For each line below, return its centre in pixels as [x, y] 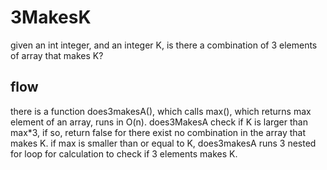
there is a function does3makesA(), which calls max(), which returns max [161, 111]
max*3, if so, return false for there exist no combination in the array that [158, 132]
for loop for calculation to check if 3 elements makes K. [124, 153]
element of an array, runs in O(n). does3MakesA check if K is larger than [159, 122]
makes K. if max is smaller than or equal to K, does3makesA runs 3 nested [163, 143]
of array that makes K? [57, 55]
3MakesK [51, 17]
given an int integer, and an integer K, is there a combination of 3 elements [164, 45]
